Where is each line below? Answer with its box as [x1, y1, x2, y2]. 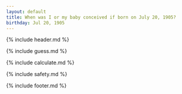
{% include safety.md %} [6, 71, 68, 78]
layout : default [6, 8, 46, 15]
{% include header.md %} [6, 36, 69, 43]
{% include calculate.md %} [6, 59, 75, 66]
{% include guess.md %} [6, 48, 67, 55]
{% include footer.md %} [6, 82, 67, 89]
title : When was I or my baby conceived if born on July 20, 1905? [6, 14, 177, 20]
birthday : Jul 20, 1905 [6, 20, 65, 26]
